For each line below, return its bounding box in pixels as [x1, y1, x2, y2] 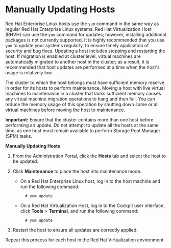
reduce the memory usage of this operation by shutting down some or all [5, 101, 159, 107]
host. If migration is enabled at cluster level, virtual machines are [5, 53, 141, 59]
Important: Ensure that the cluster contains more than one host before [5, 116, 154, 122]
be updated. [12, 158, 38, 164]
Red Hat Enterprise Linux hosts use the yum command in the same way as [5, 20, 159, 27]
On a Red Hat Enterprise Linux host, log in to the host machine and [20, 178, 161, 184]
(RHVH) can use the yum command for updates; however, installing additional [5, 31, 166, 37]
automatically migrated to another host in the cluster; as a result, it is [5, 58, 150, 65]
